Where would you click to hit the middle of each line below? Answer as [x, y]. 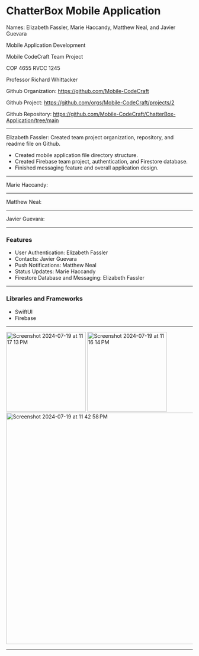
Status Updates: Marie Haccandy [55, 271]
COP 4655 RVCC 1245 [33, 68]
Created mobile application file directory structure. [76, 155]
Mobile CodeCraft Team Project [45, 56]
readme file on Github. [33, 143]
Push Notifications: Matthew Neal [55, 265]
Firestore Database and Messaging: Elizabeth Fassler [80, 278]
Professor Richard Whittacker [42, 79]
